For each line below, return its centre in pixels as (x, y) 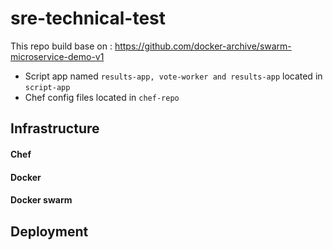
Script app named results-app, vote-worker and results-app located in (173, 76)
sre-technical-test (88, 18)
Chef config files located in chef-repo (102, 97)
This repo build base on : (61, 46)
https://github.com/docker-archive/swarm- (203, 46)
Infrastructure (55, 128)
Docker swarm (41, 200)
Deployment (49, 231)
